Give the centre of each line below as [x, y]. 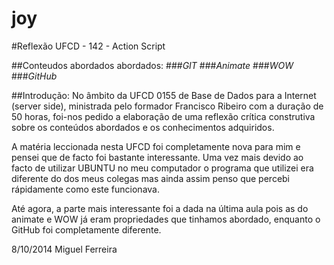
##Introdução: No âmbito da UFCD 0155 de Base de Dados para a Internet [164, 95]
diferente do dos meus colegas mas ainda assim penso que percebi [151, 178]
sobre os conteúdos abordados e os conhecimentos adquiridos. [143, 127]
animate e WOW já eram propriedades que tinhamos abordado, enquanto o [166, 219]
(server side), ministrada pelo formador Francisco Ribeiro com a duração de [167, 106]
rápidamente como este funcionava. [85, 189]
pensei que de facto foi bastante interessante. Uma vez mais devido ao [157, 157]
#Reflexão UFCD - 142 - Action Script [88, 46]
